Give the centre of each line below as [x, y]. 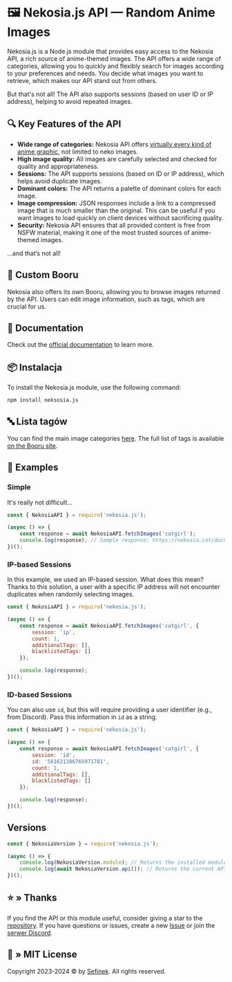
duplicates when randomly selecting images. [71, 594]
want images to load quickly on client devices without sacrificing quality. [120, 217]
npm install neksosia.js [43, 400]
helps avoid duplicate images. [59, 181]
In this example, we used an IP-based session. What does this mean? [105, 580]
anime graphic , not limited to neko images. [77, 152]
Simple [19, 487]
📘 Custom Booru [43, 275]
